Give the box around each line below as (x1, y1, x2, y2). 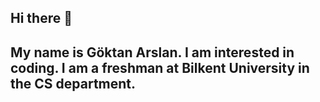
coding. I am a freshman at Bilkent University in (10, 59, 310, 76)
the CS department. (10, 75, 137, 92)
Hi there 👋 (10, 10, 73, 27)
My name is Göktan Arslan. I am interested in (10, 44, 295, 61)
